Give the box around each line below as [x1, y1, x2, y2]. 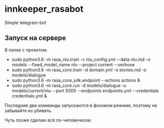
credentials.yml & [11, 93, 47, 99]
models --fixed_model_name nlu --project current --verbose [11, 61, 135, 67]
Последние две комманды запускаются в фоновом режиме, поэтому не [4, 102, 158, 108]
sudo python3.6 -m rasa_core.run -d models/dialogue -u [11, 82, 127, 88]
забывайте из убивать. [4, 107, 52, 113]
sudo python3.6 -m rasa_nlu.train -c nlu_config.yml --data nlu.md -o [11, 56, 151, 62]
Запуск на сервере [4, 34, 66, 42]
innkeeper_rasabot [4, 3, 84, 15]
